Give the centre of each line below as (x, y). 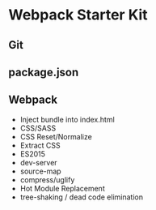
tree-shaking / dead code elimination (82, 197)
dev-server (39, 162)
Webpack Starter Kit (78, 15)
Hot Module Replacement (62, 188)
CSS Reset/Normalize (56, 136)
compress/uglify (47, 179)
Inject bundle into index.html (67, 119)
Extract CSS (40, 145)
